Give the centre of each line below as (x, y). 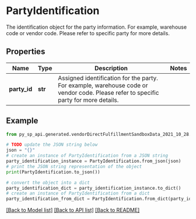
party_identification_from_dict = (48, 199)
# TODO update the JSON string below (52, 145)
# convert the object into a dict (48, 183)
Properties (26, 52)
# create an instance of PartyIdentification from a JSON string (87, 156)
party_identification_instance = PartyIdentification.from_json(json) (94, 161)
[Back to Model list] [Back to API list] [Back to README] (73, 210)
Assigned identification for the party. (108, 78)
